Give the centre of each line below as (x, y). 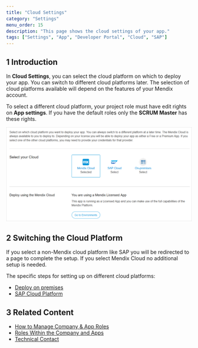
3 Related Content (40, 312)
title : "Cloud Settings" (37, 12)
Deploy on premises (39, 288)
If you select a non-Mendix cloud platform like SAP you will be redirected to (98, 252)
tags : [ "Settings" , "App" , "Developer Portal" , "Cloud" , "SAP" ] (87, 37)
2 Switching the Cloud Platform (65, 238)
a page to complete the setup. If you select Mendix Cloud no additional (92, 258)
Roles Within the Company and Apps (59, 333)
